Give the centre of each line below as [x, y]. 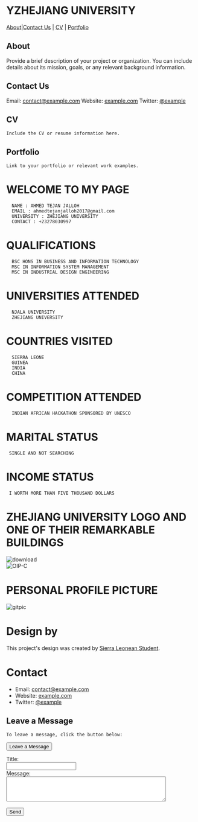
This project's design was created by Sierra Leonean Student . [83, 648]
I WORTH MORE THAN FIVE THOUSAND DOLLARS [62, 493]
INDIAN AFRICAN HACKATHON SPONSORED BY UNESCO [71, 413]
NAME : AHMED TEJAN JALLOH [46, 206]
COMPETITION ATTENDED [74, 397]
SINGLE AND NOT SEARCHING [41, 453]
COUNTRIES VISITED [59, 341]
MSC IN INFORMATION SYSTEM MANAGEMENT [61, 267]
